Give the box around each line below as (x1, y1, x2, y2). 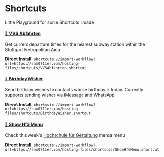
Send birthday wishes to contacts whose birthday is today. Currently (5, 87, 144, 93)
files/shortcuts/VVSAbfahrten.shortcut (5, 66, 87, 71)
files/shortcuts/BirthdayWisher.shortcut (5, 111, 91, 116)
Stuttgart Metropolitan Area (5, 47, 60, 52)
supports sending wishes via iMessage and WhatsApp (5, 92, 115, 98)
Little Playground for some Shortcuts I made (5, 19, 94, 25)
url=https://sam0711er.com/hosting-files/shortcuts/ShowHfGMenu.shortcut (5, 147, 160, 152)
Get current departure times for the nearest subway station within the (5, 41, 145, 47)
